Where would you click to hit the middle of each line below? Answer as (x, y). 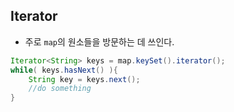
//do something (60, 89)
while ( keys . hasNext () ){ (64, 70)
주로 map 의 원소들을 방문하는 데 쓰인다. (99, 41)
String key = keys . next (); (84, 79)
